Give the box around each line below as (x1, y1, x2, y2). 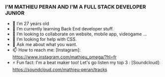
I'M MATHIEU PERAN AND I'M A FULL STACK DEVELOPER (5, 3, 146, 10)
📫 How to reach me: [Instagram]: (12, 47, 81, 53)
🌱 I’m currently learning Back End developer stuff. (12, 26, 114, 32)
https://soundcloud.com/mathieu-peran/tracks (12, 67, 108, 73)
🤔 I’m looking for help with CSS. (12, 36, 77, 42)
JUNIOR (5, 9, 25, 16)
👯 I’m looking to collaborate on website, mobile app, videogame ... (12, 31, 147, 37)
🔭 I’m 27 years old (12, 21, 50, 26)
